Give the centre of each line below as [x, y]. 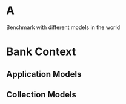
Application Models [44, 74]
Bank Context [41, 52]
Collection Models [41, 94]
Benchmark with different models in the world [63, 27]
